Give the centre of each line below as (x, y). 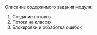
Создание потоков (32, 17)
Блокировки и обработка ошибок (47, 27)
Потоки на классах (32, 22)
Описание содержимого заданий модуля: (49, 7)
